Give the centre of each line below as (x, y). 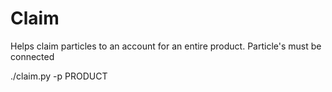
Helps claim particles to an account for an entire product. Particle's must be (166, 46)
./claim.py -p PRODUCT (59, 76)
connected (32, 56)
